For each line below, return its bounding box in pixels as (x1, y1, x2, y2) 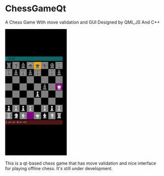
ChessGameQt (5, 3, 66, 14)
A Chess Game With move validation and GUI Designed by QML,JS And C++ (5, 19, 160, 25)
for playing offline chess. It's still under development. (5, 166, 113, 172)
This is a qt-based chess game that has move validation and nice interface (5, 160, 156, 166)
